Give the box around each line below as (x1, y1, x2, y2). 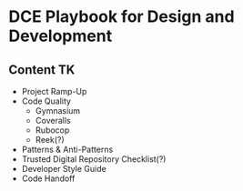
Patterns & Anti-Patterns (21, 144, 114, 155)
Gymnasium (35, 106, 81, 116)
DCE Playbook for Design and (8, 6, 235, 27)
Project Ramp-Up (21, 86, 87, 96)
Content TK (8, 62, 76, 77)
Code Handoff (21, 173, 76, 184)
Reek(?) (35, 135, 65, 145)
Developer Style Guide (21, 164, 106, 174)
